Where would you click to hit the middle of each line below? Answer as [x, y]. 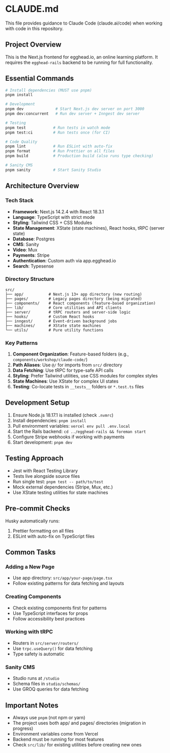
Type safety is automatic [38, 654]
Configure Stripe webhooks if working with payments [68, 437]
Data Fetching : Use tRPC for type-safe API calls [63, 370]
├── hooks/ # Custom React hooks [50, 317]
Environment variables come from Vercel [55, 734]
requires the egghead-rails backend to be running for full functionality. [79, 62]
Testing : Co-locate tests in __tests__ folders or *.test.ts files [78, 387]
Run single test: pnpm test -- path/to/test [58, 481]
